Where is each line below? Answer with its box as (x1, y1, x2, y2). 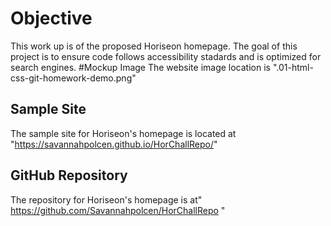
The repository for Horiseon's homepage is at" (10, 193, 203, 206)
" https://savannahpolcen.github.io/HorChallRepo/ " (10, 138, 218, 150)
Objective (10, 7, 93, 30)
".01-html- (272, 61, 314, 73)
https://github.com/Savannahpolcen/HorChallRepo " (10, 204, 226, 216)
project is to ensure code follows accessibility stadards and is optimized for (10, 50, 322, 62)
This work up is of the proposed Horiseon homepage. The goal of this (10, 40, 298, 52)
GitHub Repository (10, 167, 128, 184)
